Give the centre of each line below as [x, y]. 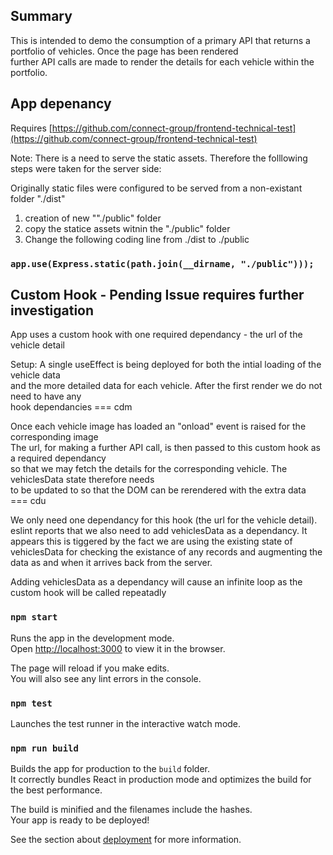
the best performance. [56, 790]
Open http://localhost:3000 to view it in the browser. [118, 648]
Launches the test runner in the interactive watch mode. [126, 723]
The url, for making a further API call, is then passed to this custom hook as [165, 448]
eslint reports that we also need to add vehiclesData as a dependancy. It [159, 531]
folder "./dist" [38, 198]
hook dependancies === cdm [71, 407]
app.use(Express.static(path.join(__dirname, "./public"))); [162, 263]
